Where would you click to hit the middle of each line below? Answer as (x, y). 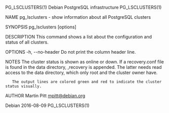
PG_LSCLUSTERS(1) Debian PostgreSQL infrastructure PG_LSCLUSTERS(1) (83, 7)
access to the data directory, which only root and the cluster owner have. (81, 72)
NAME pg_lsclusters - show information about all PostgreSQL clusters (78, 17)
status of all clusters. (27, 42)
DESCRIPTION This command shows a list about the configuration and (79, 37)
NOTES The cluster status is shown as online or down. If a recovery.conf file (85, 62)
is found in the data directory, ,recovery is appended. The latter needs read (83, 67)
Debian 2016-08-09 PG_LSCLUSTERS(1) (47, 105)
